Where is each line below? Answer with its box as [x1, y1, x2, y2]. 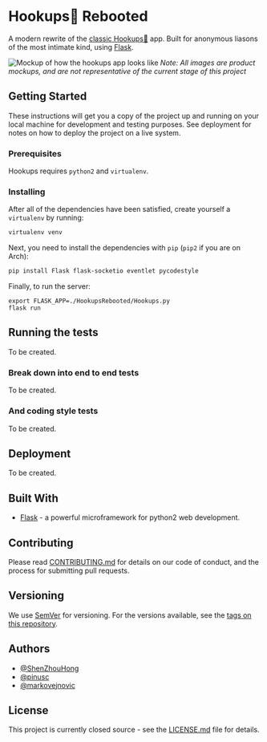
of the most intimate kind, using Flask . [8, 42, 134, 51]
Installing [8, 186, 46, 197]
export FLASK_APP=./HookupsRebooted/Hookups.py [8, 297, 171, 306]
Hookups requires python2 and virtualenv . [8, 166, 149, 176]
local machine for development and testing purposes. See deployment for [8, 120, 252, 129]
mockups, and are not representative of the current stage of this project [8, 66, 247, 75]
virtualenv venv [8, 229, 63, 237]
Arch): [8, 252, 30, 262]
